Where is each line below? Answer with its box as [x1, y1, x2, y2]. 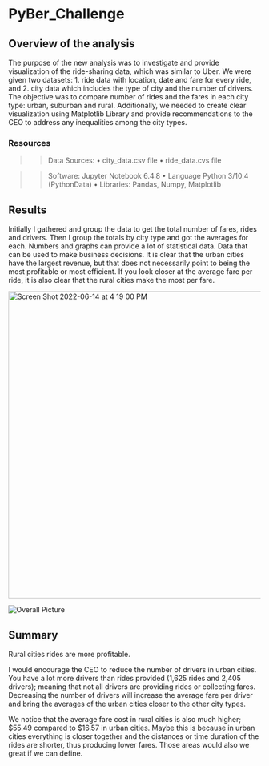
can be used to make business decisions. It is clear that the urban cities [8, 250, 244, 260]
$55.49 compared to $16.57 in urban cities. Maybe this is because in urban [8, 723, 255, 732]
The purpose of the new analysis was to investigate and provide [8, 58, 220, 67]
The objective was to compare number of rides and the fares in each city [8, 92, 249, 101]
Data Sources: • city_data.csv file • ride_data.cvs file [47, 155, 222, 165]
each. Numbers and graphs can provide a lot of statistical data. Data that [8, 241, 248, 251]
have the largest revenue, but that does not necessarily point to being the [8, 258, 251, 268]
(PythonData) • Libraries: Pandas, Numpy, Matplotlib [47, 179, 222, 189]
